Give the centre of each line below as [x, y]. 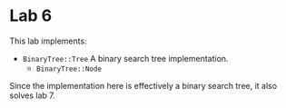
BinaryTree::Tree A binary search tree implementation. [125, 58]
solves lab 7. [33, 95]
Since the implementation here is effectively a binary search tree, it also [143, 85]
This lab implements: [49, 41]
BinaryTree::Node [69, 69]
